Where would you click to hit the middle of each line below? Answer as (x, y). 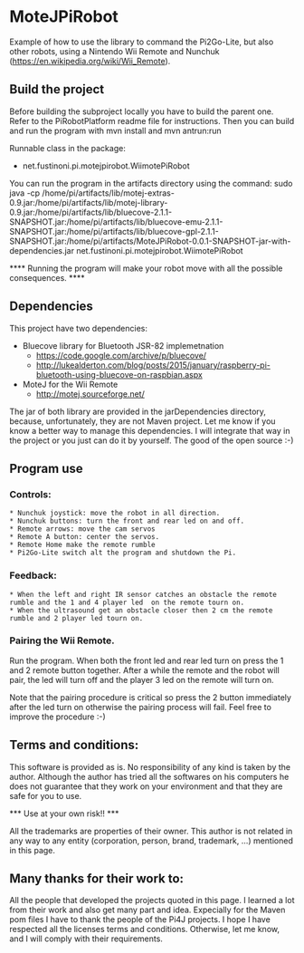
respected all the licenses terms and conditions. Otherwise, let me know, (145, 929)
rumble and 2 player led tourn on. (76, 618)
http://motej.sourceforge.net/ (90, 394)
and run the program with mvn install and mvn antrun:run (115, 130)
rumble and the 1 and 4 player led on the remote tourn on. (127, 602)
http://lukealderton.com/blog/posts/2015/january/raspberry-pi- (153, 365)
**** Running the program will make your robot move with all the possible (146, 268)
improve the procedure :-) (57, 717)
